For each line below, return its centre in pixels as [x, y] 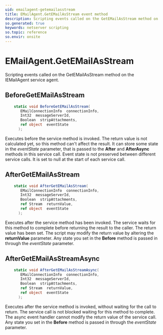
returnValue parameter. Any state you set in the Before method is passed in [81, 238]
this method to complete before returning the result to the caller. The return [81, 227]
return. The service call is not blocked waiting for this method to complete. [80, 312]
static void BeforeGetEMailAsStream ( [52, 106]
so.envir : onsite [23, 37]
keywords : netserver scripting [37, 28]
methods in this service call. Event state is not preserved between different [81, 154]
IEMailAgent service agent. [32, 80]
